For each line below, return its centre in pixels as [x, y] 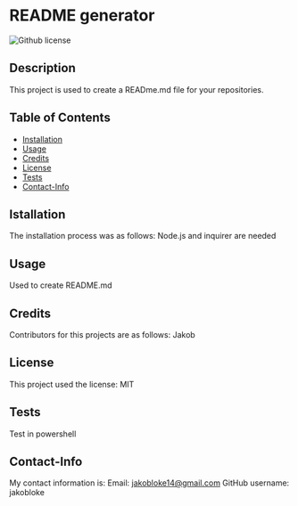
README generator [82, 16]
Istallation [37, 214]
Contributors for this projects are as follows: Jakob [103, 335]
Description [42, 68]
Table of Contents [60, 118]
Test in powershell [43, 434]
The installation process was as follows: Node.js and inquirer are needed [143, 236]
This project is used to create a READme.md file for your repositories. [137, 89]
